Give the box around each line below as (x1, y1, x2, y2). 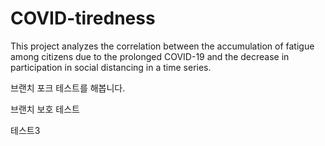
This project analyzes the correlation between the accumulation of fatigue (10, 40, 315, 52)
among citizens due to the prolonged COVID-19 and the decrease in (10, 50, 290, 62)
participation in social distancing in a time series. (10, 61, 212, 73)
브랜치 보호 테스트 (10, 103, 80, 115)
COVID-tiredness (10, 7, 156, 30)
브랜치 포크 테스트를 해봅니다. (10, 82, 126, 94)
